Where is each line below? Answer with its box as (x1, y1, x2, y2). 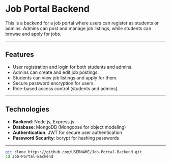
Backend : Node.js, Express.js (12, 118, 75, 125)
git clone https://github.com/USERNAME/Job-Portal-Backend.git (5, 149, 142, 154)
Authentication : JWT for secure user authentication (12, 129, 122, 135)
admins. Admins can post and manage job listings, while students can (5, 25, 152, 31)
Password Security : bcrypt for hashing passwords (12, 134, 120, 141)
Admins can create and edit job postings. (12, 69, 99, 75)
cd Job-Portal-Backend (5, 154, 53, 159)
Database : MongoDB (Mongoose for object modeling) (12, 124, 126, 130)
